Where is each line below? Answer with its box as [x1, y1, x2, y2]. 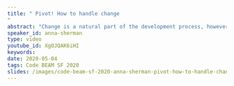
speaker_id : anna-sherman [7, 29, 82, 37]
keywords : [7, 49, 36, 56]
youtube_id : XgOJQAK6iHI [7, 42, 79, 49]
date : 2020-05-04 [7, 55, 58, 62]
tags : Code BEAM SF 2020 [7, 62, 79, 69]
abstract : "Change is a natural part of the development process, [7, 23, 204, 30]
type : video [7, 36, 42, 43]
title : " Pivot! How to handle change [7, 10, 120, 17]
